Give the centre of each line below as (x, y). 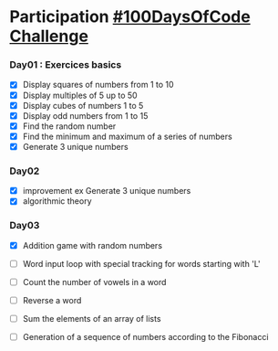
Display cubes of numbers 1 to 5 (83, 105)
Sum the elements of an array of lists (92, 318)
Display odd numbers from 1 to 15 (85, 115)
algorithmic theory (57, 201)
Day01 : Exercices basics (66, 65)
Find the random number (69, 126)
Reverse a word (52, 300)
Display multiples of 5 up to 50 (80, 95)
